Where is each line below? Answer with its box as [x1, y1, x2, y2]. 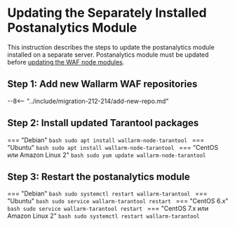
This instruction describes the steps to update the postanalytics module [7, 43, 215, 51]
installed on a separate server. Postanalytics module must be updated [7, 50, 209, 59]
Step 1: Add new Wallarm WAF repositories [7, 78, 198, 90]
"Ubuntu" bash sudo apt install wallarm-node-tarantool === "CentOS [7, 143, 219, 151]
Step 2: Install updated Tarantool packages [7, 117, 199, 129]
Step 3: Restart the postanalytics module [7, 170, 191, 183]
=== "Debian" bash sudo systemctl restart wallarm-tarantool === [7, 189, 208, 198]
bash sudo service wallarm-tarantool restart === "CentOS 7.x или [7, 205, 209, 213]
